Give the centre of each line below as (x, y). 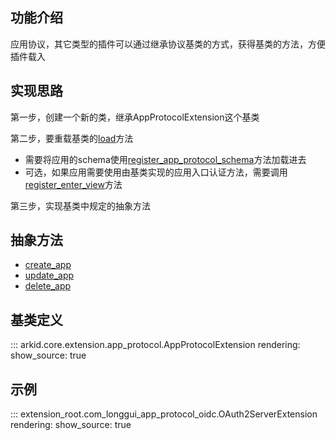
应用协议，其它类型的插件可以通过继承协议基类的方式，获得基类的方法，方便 (168, 44)
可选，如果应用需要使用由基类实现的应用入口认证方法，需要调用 (156, 172)
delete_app (48, 286)
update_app (49, 275)
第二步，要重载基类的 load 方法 (72, 138)
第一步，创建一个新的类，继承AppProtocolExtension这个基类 (135, 117)
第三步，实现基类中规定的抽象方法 (80, 205)
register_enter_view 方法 (73, 184)
